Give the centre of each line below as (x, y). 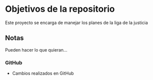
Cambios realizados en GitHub (43, 73)
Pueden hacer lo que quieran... (36, 50)
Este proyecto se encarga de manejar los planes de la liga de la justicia (76, 23)
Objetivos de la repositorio (60, 9)
